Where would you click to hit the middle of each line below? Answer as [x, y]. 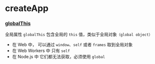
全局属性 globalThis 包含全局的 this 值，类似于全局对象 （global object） [79, 35]
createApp [27, 8]
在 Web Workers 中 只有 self [41, 51]
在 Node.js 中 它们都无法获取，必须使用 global [59, 57]
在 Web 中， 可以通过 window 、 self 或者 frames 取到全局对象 [72, 45]
